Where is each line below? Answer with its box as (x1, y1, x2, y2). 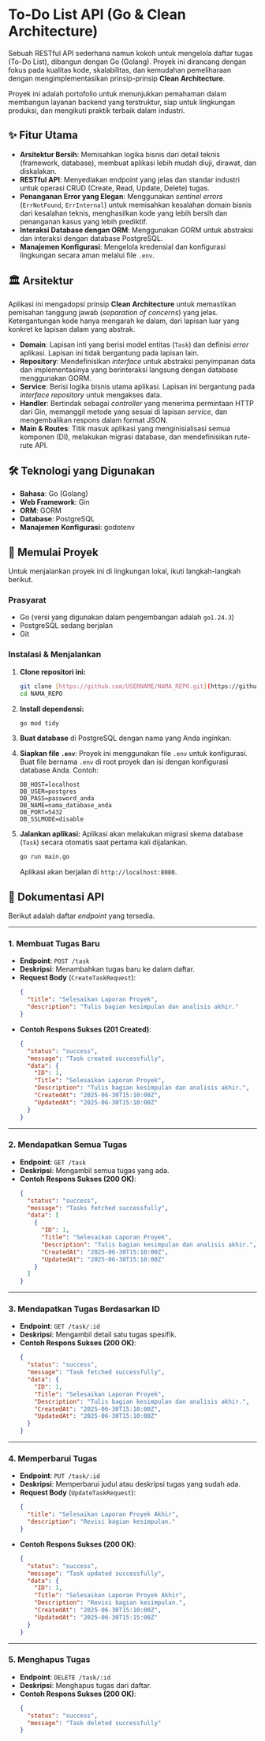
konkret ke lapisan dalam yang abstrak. (8, 324, 136, 333)
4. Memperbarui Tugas (8, 1453, 98, 1465)
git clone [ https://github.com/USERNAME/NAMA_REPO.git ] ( (19, 682, 211, 690)
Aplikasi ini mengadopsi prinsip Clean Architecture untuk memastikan (8, 299, 237, 309)
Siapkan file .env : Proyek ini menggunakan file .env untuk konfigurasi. (19, 749, 248, 758)
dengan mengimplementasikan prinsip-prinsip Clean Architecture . (8, 73, 226, 83)
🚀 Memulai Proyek (8, 545, 99, 558)
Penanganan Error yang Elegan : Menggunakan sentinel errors (19, 191, 223, 201)
